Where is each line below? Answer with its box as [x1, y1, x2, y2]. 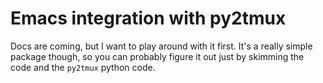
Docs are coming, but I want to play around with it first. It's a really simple [10, 40, 313, 52]
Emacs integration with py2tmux [10, 7, 287, 30]
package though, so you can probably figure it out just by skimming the [10, 50, 305, 62]
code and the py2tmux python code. [10, 61, 156, 73]
